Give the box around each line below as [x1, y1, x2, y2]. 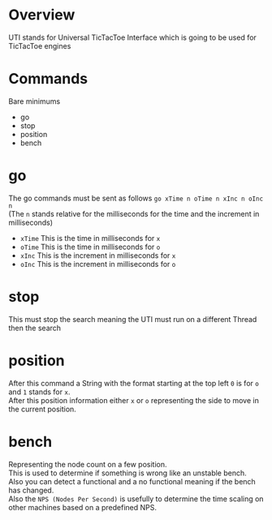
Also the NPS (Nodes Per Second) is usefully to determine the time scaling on [8, 493, 264, 504]
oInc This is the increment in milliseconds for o [19, 259, 176, 269]
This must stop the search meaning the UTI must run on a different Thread [8, 314, 257, 324]
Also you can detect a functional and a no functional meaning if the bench [8, 476, 256, 486]
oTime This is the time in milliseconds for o [19, 242, 161, 251]
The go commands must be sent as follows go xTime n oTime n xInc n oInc [8, 193, 264, 203]
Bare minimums [8, 96, 61, 106]
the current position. [8, 404, 77, 414]
